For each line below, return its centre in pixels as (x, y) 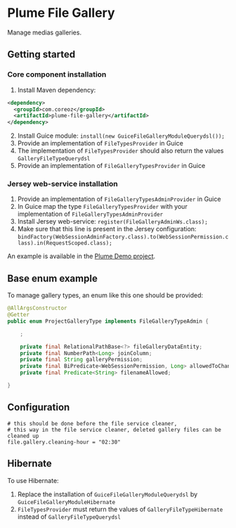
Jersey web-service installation (63, 184)
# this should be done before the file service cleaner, (92, 423)
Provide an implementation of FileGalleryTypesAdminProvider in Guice (119, 199)
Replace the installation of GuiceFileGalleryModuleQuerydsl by (107, 494)
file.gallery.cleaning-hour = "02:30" (64, 442)
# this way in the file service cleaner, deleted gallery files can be (114, 430)
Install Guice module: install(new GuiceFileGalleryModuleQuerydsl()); (121, 136)
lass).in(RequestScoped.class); (65, 243)
